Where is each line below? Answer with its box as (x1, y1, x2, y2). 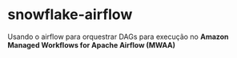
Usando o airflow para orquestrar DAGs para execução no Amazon (7, 32, 229, 41)
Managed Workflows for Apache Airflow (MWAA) (7, 40, 176, 49)
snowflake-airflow (7, 6, 133, 24)
